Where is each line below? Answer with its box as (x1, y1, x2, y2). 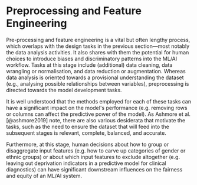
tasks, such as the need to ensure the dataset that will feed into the (6, 123, 169, 130)
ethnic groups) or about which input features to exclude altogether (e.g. (6, 153, 180, 160)
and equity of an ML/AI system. (6, 172, 83, 179)
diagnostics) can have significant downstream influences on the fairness (6, 165, 183, 173)
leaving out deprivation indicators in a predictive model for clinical (6, 160, 166, 167)
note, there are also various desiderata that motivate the (49, 116, 186, 124)
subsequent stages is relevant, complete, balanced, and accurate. (6, 129, 166, 137)
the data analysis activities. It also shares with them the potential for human (6, 48, 189, 56)
